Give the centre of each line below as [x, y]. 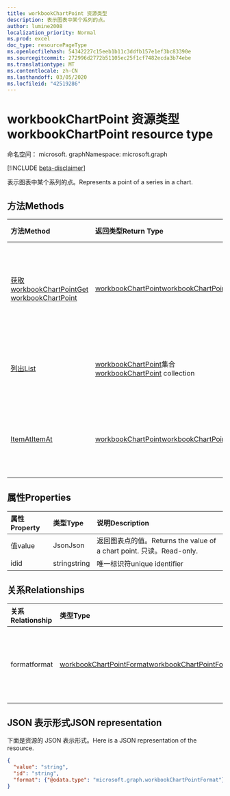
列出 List [23, 369]
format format [32, 664]
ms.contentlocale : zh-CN [42, 71]
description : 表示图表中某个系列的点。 [57, 20]
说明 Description [123, 523]
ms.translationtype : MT [41, 64]
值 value [23, 545]
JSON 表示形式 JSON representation [85, 723]
